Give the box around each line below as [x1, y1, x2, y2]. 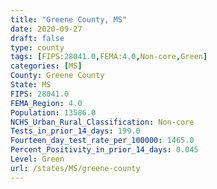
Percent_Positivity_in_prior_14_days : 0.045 [10, 145, 199, 155]
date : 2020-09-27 [10, 24, 83, 34]
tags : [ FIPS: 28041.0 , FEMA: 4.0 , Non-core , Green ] [10, 52, 208, 62]
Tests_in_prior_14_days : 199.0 [10, 126, 141, 136]
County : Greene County [10, 71, 105, 81]
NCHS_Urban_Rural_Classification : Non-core [10, 117, 195, 127]
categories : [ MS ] [10, 61, 83, 71]
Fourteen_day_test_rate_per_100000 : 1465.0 [10, 136, 195, 146]
